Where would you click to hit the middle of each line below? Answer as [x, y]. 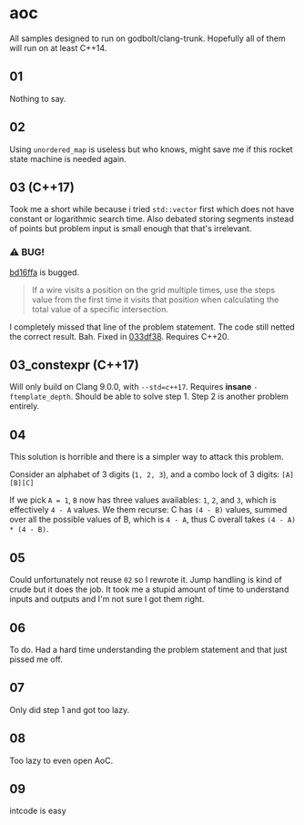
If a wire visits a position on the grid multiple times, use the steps [153, 290]
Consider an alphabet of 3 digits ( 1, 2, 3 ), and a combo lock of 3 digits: [145, 474]
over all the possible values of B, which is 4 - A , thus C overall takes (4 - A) [152, 519]
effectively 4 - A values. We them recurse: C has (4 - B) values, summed [148, 510]
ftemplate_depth [40, 397]
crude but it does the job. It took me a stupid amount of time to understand [149, 589]
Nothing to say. [38, 98]
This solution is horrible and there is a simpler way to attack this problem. [147, 457]
